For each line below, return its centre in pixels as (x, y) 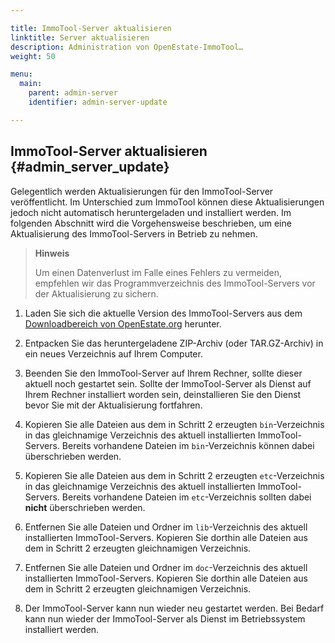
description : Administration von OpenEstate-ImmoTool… (127, 47)
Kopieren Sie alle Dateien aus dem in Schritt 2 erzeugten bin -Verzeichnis (174, 424)
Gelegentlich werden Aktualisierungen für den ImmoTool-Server (142, 191)
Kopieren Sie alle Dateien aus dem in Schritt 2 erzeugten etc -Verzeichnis (174, 475)
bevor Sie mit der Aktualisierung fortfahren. (113, 405)
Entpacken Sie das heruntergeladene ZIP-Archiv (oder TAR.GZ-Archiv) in (174, 343)
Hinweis (52, 253)
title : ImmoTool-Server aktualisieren (91, 28)
